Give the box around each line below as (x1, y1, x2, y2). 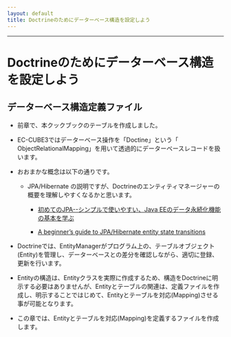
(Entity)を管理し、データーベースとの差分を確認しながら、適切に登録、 (16, 250, 219, 259)
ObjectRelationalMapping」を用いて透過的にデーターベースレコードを (16, 144, 215, 152)
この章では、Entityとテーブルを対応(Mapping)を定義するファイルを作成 (16, 314, 219, 322)
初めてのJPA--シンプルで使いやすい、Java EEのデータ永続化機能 (37, 205, 221, 213)
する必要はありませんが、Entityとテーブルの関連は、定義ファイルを (23, 282, 214, 290)
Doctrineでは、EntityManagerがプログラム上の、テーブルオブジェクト (16, 241, 215, 250)
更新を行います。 (16, 259, 65, 267)
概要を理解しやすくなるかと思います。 (27, 191, 136, 199)
